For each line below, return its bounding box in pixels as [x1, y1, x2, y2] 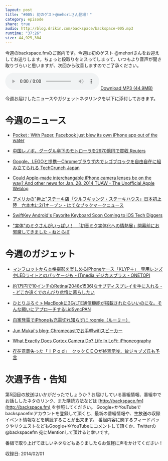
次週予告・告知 [5, 373, 67, 385]
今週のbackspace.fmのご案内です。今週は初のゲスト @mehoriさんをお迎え [5, 50, 159, 56]
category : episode [5, 17, 44, 22]
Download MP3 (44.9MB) [100, 85, 153, 91]
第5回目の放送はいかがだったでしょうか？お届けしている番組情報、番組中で [5, 391, 161, 398]
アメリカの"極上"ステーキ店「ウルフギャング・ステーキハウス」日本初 [12, 196, 157, 202]
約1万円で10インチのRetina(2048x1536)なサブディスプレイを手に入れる [12, 283, 159, 289]
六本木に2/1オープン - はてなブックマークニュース [21, 202, 124, 208]
